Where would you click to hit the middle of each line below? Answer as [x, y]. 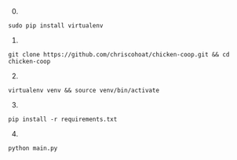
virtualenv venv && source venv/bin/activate [84, 90]
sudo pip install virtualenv [56, 26]
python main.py [33, 148]
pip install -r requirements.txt [63, 119]
